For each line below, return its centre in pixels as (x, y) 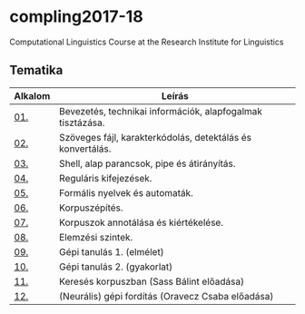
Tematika (36, 70)
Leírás (175, 95)
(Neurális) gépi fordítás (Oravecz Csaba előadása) (166, 296)
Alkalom (32, 95)
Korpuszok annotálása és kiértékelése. (141, 222)
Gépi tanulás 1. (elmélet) (112, 251)
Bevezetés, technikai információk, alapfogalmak (161, 111)
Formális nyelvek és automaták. (126, 192)
